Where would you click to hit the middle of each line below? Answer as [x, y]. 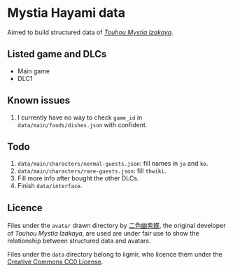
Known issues [39, 100]
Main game [34, 71]
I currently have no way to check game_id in [80, 117]
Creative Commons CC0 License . [55, 262]
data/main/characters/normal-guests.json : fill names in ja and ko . [113, 164]
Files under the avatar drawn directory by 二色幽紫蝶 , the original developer [116, 226]
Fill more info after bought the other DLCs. [78, 178]
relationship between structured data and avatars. [79, 241]
